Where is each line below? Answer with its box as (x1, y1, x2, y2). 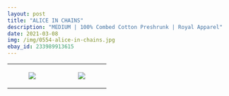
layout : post (7, 10, 46, 18)
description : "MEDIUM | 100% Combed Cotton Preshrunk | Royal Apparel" (7, 23, 223, 30)
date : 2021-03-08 (7, 30, 59, 37)
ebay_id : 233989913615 (7, 43, 74, 50)
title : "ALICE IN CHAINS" (7, 17, 83, 24)
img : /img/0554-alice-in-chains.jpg (7, 37, 115, 44)
